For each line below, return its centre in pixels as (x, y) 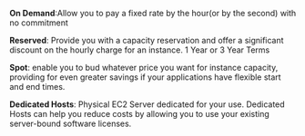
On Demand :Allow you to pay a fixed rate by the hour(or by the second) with (153, 13)
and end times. (37, 87)
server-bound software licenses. (71, 123)
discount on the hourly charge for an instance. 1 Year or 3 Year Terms (140, 50)
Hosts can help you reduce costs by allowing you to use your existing (140, 114)
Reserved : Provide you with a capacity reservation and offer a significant (147, 40)
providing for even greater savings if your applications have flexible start (145, 77)
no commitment (39, 23)
